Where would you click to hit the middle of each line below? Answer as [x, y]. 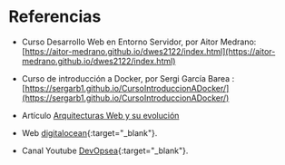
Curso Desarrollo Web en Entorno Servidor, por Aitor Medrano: [139, 42]
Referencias [55, 17]
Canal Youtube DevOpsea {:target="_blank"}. [105, 150]
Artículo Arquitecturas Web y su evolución [100, 115]
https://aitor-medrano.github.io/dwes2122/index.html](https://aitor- [150, 51]
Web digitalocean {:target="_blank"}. [89, 132]
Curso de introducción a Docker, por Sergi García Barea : [128, 78]
